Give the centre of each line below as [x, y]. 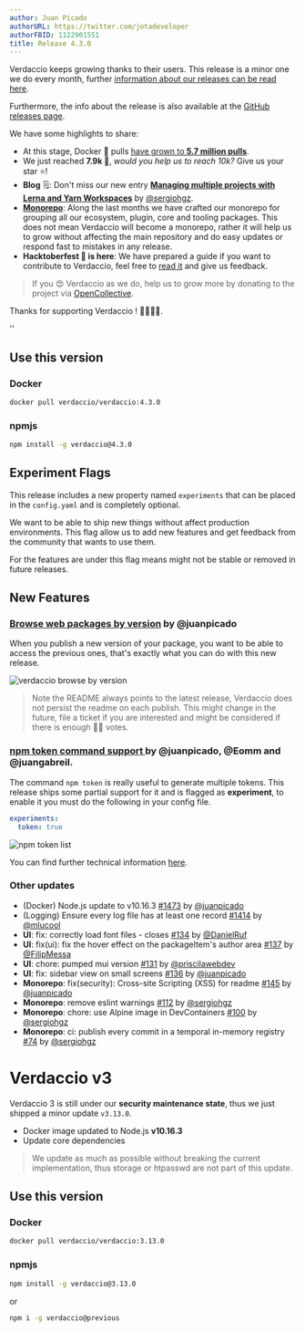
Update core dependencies [74, 1140]
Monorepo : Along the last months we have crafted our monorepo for [151, 208]
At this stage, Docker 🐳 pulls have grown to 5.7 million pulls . [136, 151]
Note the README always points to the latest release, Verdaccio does [162, 698]
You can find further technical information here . [99, 862]
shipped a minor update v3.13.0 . [71, 1113]
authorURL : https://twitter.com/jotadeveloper [99, 26]
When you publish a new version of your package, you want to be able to [147, 643]
